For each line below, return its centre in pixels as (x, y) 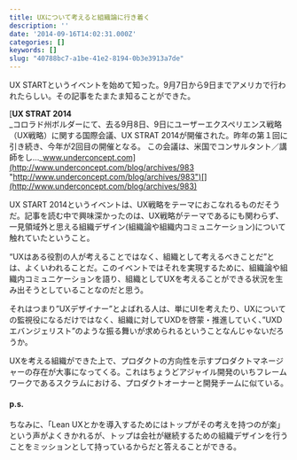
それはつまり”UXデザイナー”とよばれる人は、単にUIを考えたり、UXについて (148, 308)
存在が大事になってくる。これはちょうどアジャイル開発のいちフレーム (160, 372)
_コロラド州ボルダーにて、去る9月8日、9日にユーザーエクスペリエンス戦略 (145, 124)
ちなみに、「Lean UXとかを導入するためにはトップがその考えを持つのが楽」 (147, 425)
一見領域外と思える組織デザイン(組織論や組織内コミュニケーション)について (148, 226)
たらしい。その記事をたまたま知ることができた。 (106, 96)
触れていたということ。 (52, 238)
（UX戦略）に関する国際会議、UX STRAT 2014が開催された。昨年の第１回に (148, 135)
